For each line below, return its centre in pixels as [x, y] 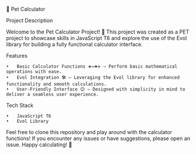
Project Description [30, 20]
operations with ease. [34, 72]
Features [17, 56]
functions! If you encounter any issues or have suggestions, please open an [98, 138]
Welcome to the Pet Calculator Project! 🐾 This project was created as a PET [98, 32]
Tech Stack [20, 105]
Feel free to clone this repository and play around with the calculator [89, 132]
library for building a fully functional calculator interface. [74, 44]
